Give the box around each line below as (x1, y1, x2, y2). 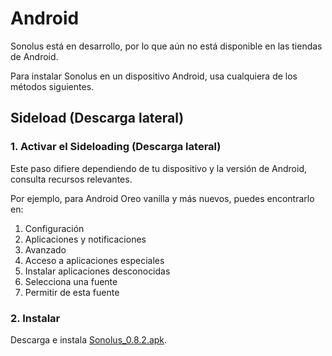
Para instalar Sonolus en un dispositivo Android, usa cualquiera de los (10, 70, 298, 82)
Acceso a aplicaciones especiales (24, 254, 165, 266)
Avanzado (24, 243, 67, 256)
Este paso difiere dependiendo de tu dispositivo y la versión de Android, (10, 162, 307, 174)
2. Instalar (10, 311, 61, 325)
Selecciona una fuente (24, 275, 118, 287)
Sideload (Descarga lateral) (10, 110, 185, 127)
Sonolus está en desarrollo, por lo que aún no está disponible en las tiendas (10, 40, 323, 52)
